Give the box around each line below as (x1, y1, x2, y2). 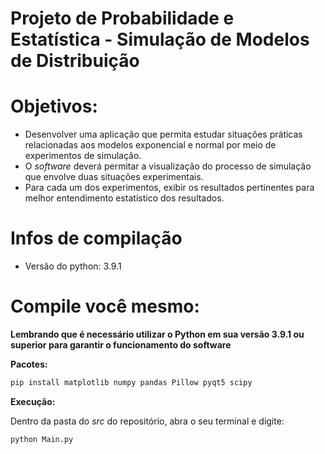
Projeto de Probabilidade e (10, 7, 235, 30)
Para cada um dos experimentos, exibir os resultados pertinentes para (24, 182, 315, 194)
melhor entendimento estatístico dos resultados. (24, 192, 225, 204)
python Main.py (10, 434, 74, 444)
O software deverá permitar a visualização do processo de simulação (24, 160, 312, 172)
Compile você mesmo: (10, 295, 200, 318)
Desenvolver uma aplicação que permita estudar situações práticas (24, 128, 303, 141)
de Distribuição (10, 50, 140, 72)
